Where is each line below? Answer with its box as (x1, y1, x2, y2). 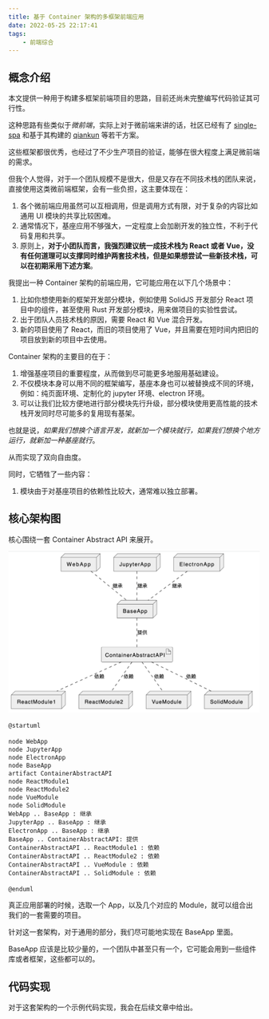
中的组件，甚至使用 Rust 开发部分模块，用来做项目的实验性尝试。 (26, 305, 242, 314)
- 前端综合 (22, 38, 54, 46)
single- (233, 120, 257, 130)
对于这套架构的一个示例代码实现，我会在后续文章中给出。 (8, 1002, 197, 1013)
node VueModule (8, 794, 59, 802)
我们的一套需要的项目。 (8, 910, 85, 920)
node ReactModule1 (8, 778, 69, 786)
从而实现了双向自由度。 (8, 452, 85, 462)
